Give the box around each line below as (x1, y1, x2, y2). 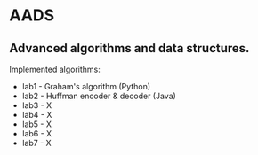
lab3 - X (21, 100, 52, 111)
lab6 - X (21, 128, 52, 138)
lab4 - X (21, 110, 52, 120)
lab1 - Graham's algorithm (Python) (21, 81, 151, 91)
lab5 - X (21, 119, 52, 129)
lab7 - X (21, 138, 52, 148)
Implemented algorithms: (9, 64, 101, 74)
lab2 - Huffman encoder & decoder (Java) (21, 90, 176, 101)
